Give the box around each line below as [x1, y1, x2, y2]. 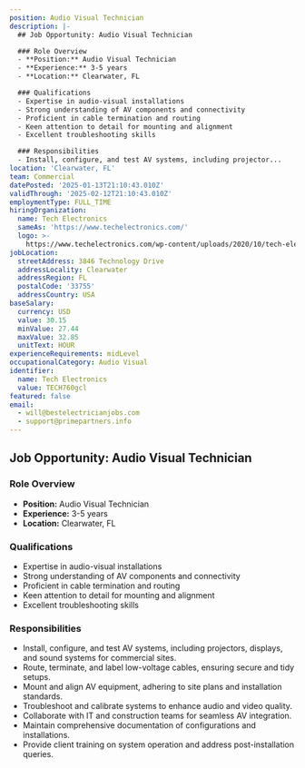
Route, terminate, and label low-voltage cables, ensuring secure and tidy [22, 662, 295, 673]
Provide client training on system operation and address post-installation [22, 739, 295, 750]
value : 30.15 [17, 315, 67, 325]
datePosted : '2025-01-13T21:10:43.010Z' [9, 181, 165, 190]
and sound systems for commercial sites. [22, 653, 177, 664]
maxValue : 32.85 [17, 332, 79, 341]
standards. [22, 691, 64, 702]
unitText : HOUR [17, 341, 75, 350]
